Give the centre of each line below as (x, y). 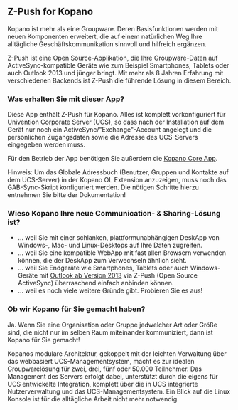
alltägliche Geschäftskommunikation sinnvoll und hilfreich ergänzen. (107, 44)
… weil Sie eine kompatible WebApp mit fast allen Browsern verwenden (121, 253)
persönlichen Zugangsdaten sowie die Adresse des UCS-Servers (103, 137)
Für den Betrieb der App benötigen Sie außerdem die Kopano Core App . (113, 159)
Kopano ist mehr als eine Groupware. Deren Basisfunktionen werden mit (113, 28)
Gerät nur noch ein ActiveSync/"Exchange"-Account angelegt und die (109, 130)
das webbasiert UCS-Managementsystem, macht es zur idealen (101, 361)
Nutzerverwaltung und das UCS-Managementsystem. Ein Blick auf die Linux (119, 391)
